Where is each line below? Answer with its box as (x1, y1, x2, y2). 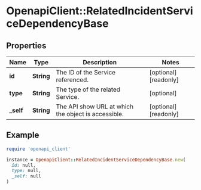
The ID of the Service (56, 68, 115, 76)
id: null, (11, 162, 36, 168)
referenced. (56, 76, 89, 84)
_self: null (11, 173, 42, 179)
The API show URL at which (56, 102, 133, 111)
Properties (6, 41, 47, 51)
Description (83, 58, 117, 66)
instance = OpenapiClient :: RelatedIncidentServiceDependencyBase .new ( (6, 157, 186, 163)
